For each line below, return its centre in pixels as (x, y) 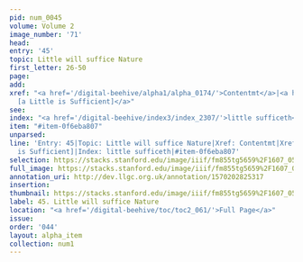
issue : (22, 218)
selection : (30, 160)
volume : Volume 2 (42, 26)
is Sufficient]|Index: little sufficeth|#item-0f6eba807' (129, 151)
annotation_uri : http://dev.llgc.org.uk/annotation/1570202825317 (137, 176)
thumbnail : (30, 194)
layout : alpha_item (46, 235)
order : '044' (34, 227)
